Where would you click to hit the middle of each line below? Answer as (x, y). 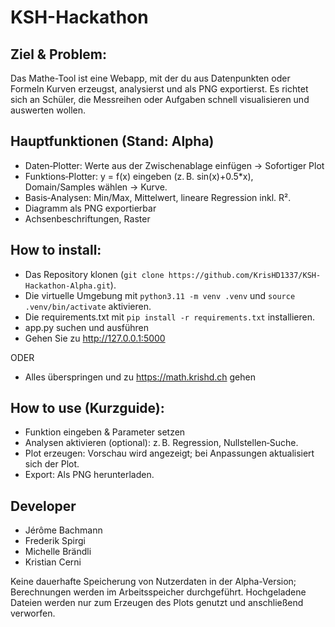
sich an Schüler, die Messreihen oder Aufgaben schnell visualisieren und (160, 99)
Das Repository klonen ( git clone (94, 274)
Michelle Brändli (58, 552)
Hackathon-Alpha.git (67, 286)
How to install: (56, 250)
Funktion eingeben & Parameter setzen (105, 432)
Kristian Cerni (53, 562)
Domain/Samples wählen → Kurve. (96, 187)
